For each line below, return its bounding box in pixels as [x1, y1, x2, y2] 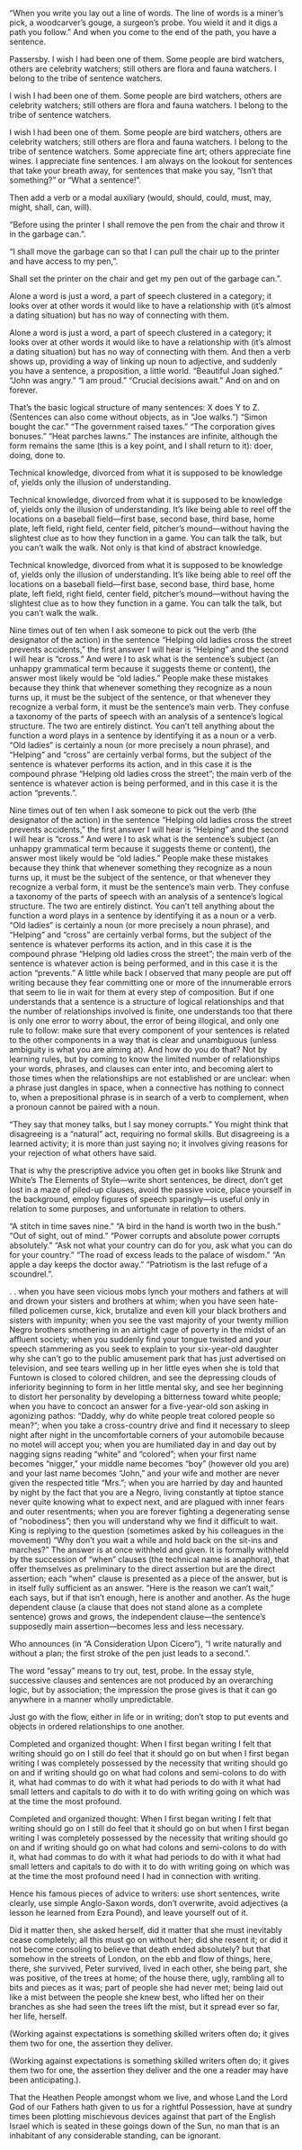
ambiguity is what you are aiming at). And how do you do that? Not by [9, 1044, 268, 1054]
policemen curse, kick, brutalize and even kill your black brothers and [30, 1305, 287, 1315]
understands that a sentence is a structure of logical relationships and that [9, 997, 285, 1007]
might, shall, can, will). [9, 202, 93, 212]
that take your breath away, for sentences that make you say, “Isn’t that [9, 166, 273, 176]
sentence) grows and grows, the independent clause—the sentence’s [9, 1612, 266, 1622]
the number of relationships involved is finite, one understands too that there [9, 1006, 293, 1016]
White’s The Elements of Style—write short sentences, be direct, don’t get [9, 1175, 283, 1185]
